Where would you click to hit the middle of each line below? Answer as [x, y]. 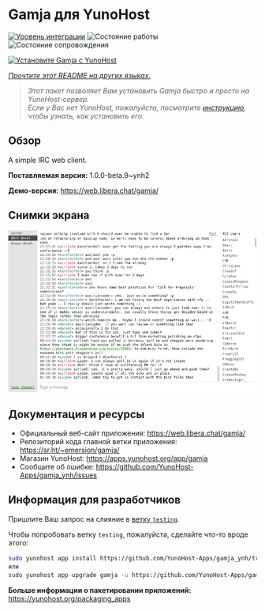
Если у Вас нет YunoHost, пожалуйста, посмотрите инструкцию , [137, 107]
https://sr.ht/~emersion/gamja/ [69, 450]
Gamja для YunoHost [79, 15]
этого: [19, 542]
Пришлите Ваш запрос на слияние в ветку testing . [94, 519]
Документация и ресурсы [77, 414]
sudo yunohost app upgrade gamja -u [68, 575]
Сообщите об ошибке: [57, 467]
